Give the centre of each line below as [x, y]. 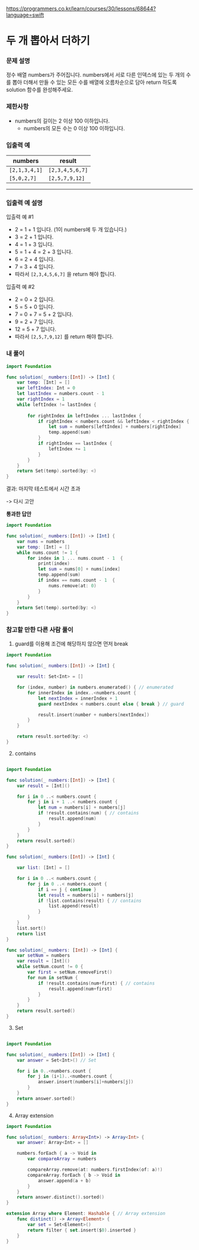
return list [31, 933]
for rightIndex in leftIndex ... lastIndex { [85, 416]
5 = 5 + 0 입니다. [35, 307]
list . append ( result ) [74, 906]
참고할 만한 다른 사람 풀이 [40, 630]
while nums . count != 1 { [47, 553]
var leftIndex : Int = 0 [46, 388]
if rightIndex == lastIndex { [75, 444]
